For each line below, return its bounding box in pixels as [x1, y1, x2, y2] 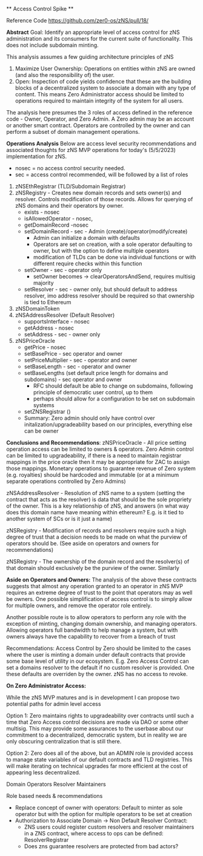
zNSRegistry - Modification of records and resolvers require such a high [6, 527, 187, 534]
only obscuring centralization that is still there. [6, 738, 122, 745]
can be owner [24, 427, 59, 434]
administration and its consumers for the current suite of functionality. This [6, 35, 193, 42]
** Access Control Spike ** [6, 5, 74, 12]
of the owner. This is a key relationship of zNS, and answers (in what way [6, 502, 189, 509]
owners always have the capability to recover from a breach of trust [6, 633, 176, 640]
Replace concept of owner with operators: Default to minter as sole [15, 804, 183, 811]
